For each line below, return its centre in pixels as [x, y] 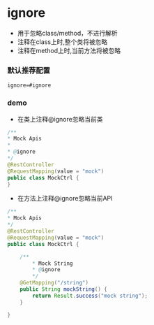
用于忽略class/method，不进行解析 [68, 33]
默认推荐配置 [29, 70]
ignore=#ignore [29, 85]
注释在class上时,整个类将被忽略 [62, 42]
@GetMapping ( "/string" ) [54, 283]
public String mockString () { [64, 289]
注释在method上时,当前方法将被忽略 [69, 50]
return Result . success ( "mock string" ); [90, 296]
